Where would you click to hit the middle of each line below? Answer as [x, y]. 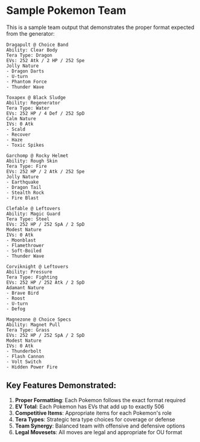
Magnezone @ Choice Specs [39, 319]
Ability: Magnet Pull [33, 325]
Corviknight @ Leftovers [37, 266]
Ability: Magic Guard [33, 214]
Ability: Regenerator [33, 103]
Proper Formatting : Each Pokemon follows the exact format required [100, 400]
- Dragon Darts [25, 71]
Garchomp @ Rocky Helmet [37, 155]
